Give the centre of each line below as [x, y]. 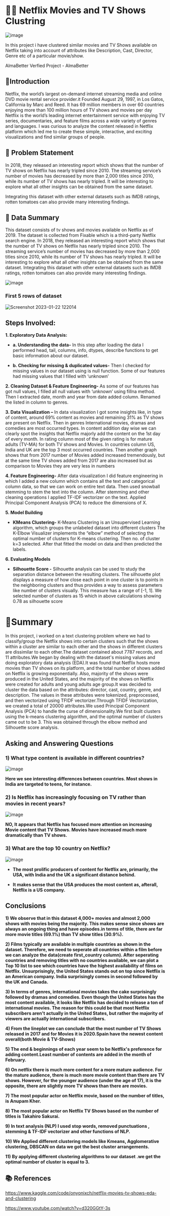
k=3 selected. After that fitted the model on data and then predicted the [87, 544]
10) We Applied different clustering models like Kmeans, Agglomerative [82, 1141]
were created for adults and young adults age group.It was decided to [78, 685]
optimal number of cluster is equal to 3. [47, 1162]
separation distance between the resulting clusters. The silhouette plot [87, 575]
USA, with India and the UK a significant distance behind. [74, 875]
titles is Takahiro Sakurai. [32, 1116]
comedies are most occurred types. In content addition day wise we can [81, 428]
